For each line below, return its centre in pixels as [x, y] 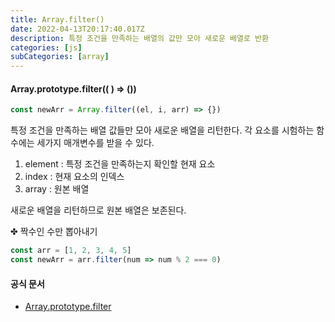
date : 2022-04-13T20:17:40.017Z [77, 29]
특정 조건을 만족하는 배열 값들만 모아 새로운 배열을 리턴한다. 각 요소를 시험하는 [162, 130]
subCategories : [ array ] [60, 57]
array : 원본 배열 [57, 189]
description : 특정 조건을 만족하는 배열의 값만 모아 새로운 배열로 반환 [139, 38]
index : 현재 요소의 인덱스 [74, 177]
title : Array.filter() [57, 19]
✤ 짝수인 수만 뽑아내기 [54, 232]
